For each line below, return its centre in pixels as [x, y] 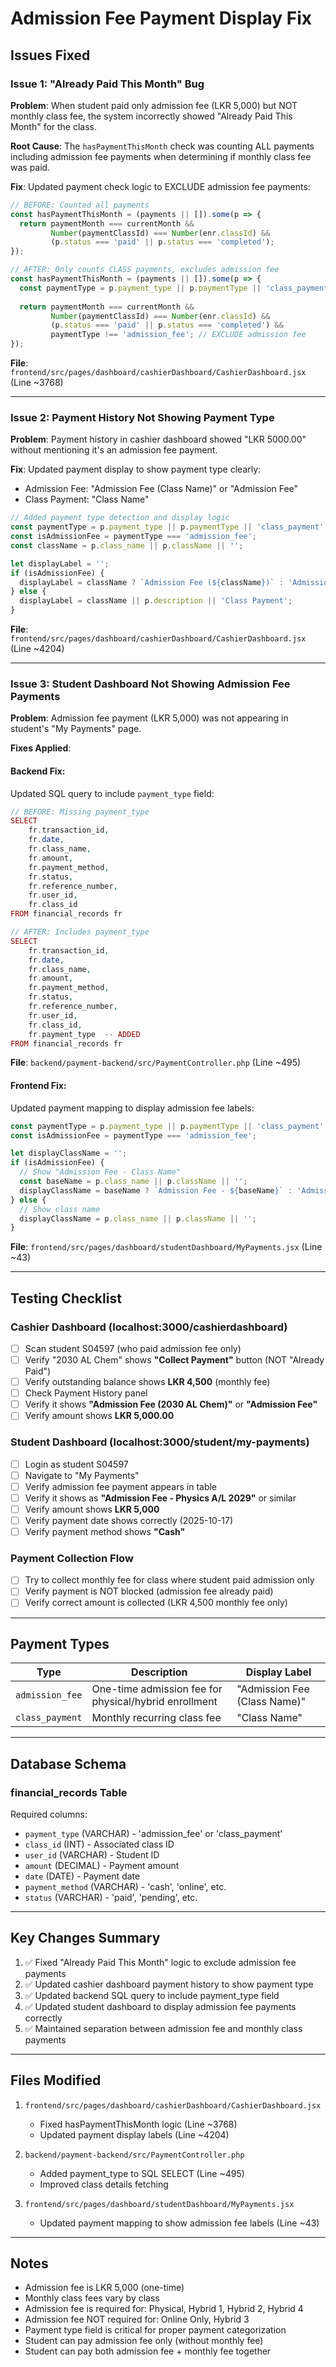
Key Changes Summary [85, 1938]
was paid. [30, 167]
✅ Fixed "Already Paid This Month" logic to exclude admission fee [160, 1962]
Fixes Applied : [41, 748]
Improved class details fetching [104, 2184]
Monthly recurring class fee [156, 1718]
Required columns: [49, 1814]
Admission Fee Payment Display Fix [161, 18]
